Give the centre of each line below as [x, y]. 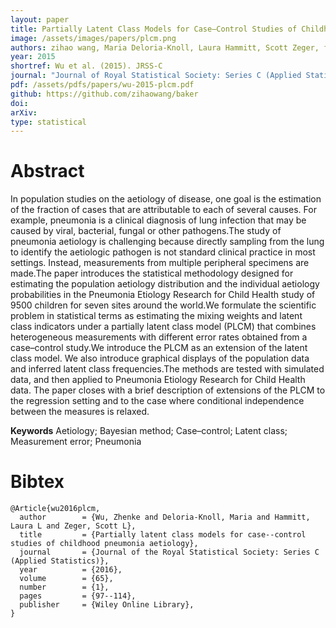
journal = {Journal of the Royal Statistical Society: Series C [169, 552]
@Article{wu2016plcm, [55, 509]
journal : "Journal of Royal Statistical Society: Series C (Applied [156, 76]
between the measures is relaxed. [80, 412]
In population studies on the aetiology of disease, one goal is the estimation [166, 199]
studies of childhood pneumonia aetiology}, [104, 544]
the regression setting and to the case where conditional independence [157, 401]
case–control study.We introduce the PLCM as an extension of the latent [159, 348]
